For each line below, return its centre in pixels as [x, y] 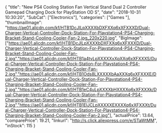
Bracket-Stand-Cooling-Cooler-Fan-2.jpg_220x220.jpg [60, 38]
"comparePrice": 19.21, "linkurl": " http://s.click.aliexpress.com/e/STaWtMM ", [81, 120]
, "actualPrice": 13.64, [132, 115]
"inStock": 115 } [20, 125]
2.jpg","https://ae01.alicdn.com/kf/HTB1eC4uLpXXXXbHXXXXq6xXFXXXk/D [81, 90]
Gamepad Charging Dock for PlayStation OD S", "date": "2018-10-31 [73, 12]
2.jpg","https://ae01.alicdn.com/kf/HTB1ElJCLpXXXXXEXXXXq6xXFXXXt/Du [81, 105]
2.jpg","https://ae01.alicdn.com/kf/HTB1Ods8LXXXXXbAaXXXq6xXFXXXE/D [81, 74]
